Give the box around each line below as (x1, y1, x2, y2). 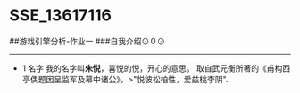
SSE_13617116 (9, 5, 112, 26)
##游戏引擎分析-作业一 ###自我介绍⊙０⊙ (9, 35, 165, 46)
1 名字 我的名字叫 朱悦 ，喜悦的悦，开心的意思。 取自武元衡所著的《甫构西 (21, 63, 291, 74)
